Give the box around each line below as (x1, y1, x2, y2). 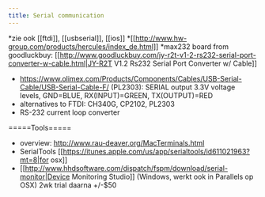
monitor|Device (19, 172, 70, 181)
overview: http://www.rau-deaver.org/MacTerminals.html (19, 138, 205, 147)
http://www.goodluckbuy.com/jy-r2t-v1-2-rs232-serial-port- (59, 50, 257, 59)
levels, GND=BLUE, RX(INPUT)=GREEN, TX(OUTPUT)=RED (19, 90, 214, 100)
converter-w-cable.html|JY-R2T (8, 59, 113, 68)
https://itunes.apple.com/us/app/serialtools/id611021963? (62, 146, 251, 156)
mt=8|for (19, 155, 49, 165)
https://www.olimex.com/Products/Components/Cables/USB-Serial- (19, 74, 243, 83)
